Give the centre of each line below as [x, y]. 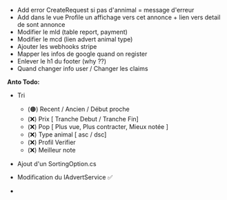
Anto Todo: [23, 82]
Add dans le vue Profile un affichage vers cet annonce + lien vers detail [119, 17]
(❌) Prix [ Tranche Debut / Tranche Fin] [83, 119]
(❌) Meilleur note [51, 150]
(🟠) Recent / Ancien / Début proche [78, 109]
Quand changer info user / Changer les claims [82, 69]
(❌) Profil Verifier [51, 142]
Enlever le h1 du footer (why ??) [62, 61]
